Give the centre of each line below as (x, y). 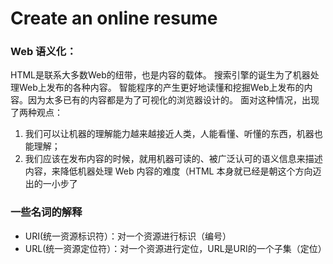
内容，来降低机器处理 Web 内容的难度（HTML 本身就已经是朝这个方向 (168, 171)
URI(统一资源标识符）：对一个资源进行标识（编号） (128, 236)
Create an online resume (114, 18)
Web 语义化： (43, 52)
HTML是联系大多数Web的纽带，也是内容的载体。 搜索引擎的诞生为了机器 (160, 75)
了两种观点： (36, 113)
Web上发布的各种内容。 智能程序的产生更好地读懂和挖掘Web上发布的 (161, 88)
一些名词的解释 (46, 212)
